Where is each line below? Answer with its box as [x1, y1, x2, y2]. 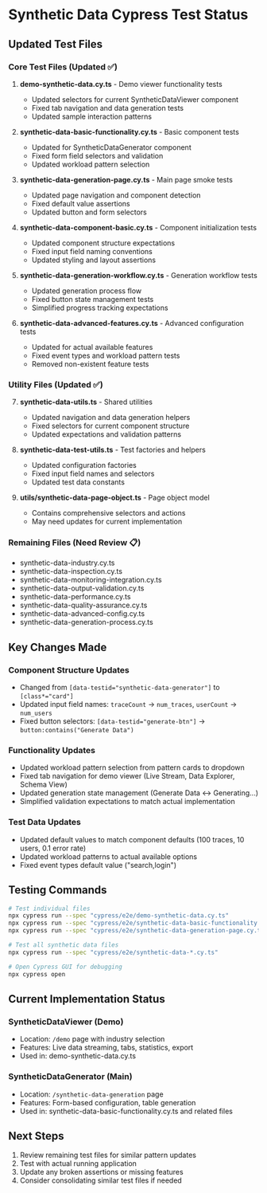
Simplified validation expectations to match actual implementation [19, 797, 236, 806]
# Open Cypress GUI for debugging [8, 963, 123, 971]
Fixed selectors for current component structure [31, 421, 190, 431]
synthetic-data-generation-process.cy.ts [19, 618, 153, 627]
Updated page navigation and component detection [31, 190, 201, 200]
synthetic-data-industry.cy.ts [19, 558, 115, 567]
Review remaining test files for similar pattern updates [19, 1150, 197, 1160]
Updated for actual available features [31, 342, 153, 351]
